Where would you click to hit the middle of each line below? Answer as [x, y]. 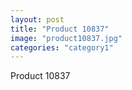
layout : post [37, 19]
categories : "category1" [62, 47]
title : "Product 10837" [60, 29]
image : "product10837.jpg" [66, 38]
